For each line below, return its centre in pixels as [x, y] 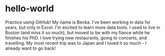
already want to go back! [30, 48]
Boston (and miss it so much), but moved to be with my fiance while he [78, 32]
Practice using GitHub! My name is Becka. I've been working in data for [78, 22]
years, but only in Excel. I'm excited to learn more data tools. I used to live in [83, 27]
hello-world [30, 9]
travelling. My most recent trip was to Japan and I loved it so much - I [76, 43]
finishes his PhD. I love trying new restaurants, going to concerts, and [76, 38]
